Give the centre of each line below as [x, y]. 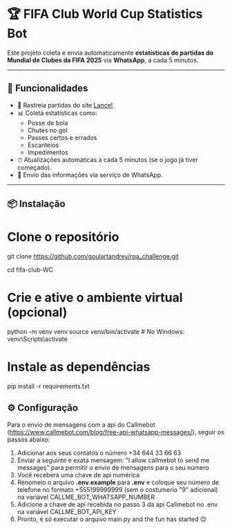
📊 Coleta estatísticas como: [57, 113]
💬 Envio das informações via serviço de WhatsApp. [90, 175]
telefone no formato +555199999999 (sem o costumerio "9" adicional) [118, 489]
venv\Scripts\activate [37, 339]
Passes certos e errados [62, 137]
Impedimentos [48, 152]
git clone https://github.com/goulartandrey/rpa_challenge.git [93, 256]
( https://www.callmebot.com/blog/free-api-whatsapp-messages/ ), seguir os [116, 432]
